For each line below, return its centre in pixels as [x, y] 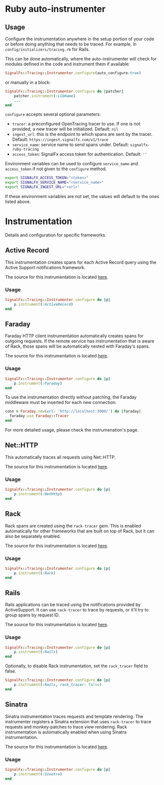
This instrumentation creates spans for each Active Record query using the [81, 262]
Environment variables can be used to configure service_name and [72, 164]
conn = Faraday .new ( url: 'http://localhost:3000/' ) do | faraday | [73, 411]
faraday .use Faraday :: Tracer [39, 416]
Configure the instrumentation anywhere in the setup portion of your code [80, 39]
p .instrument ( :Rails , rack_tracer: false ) [58, 685]
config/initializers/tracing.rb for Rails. [47, 49]
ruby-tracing [25, 150]
